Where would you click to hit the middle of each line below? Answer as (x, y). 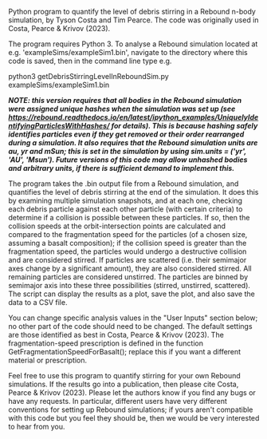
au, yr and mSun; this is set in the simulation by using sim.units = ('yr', (128, 151)
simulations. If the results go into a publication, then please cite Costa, (124, 384)
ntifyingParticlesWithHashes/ (59, 126)
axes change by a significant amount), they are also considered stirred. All (130, 268)
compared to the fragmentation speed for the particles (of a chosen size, (128, 234)
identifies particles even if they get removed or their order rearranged (126, 134)
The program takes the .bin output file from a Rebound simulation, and (124, 184)
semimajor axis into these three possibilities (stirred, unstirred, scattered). (130, 285)
